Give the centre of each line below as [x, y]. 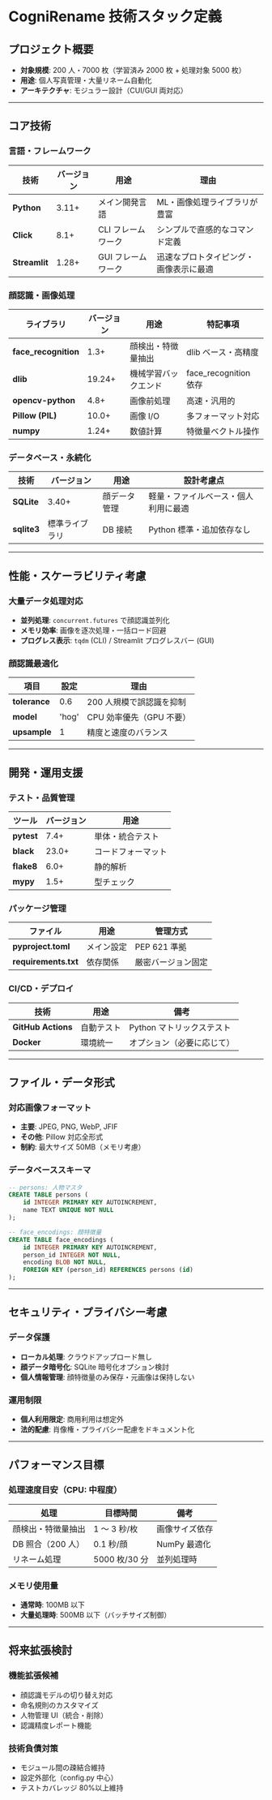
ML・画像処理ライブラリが [207, 202]
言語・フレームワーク [50, 151]
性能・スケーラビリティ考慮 [77, 576]
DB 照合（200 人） [49, 1544]
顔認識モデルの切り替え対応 [66, 1695]
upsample [32, 732]
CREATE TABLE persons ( [49, 1195]
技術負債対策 [34, 1748]
